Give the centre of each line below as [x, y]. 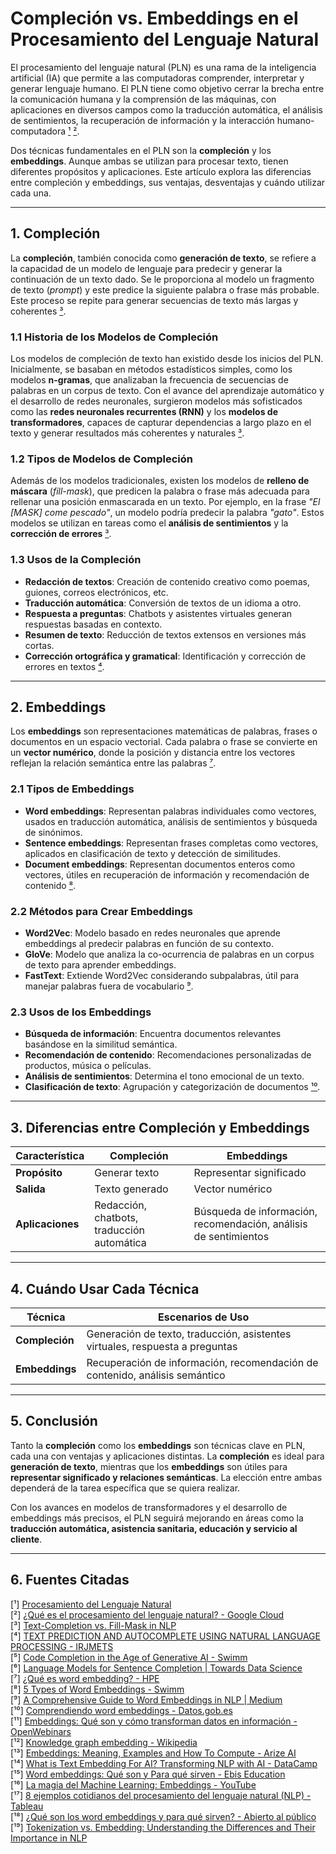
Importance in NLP [49, 1838]
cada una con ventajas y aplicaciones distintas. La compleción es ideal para [167, 1456]
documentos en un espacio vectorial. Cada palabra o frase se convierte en [164, 742]
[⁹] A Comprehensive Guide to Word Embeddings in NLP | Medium [146, 1699]
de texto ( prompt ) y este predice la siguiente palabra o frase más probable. [165, 289]
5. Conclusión [54, 1421]
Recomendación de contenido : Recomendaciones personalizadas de [168, 1055]
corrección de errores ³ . [61, 534]
